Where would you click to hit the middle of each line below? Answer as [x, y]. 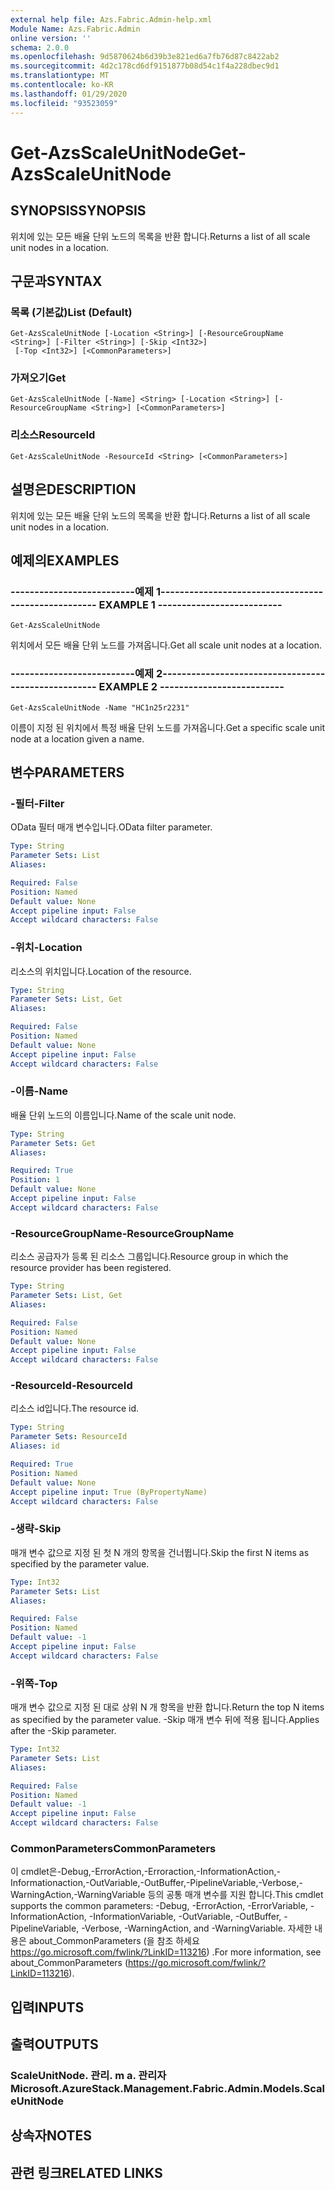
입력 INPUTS [47, 2007]
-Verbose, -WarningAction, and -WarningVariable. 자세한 [197, 1928]
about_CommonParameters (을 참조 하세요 [114, 1941]
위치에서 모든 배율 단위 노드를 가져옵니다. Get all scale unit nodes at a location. [166, 645]
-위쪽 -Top [34, 1683]
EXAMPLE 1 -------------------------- [190, 604]
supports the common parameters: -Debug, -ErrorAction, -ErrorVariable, [159, 1906]
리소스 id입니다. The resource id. [75, 1408]
